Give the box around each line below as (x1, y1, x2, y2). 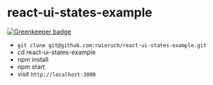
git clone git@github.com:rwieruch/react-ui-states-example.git (17, 42, 207, 49)
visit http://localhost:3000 (17, 70, 96, 78)
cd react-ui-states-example (17, 48, 96, 56)
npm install (17, 55, 49, 63)
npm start (17, 62, 45, 71)
